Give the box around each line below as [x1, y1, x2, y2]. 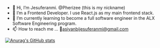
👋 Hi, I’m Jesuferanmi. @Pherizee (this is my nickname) [12, 5, 125, 10]
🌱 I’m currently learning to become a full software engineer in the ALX [12, 15, 155, 21]
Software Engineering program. [12, 20, 77, 26]
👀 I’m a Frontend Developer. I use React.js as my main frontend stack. [12, 10, 155, 16]
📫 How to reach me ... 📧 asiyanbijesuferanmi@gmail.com [12, 26, 129, 32]
